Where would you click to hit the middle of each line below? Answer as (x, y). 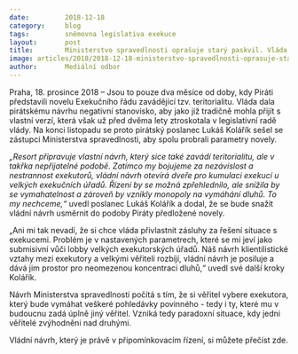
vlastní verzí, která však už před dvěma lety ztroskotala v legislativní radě (143, 120)
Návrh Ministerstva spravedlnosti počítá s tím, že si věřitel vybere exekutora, (149, 295)
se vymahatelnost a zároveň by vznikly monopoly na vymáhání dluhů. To (143, 194)
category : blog (45, 26)
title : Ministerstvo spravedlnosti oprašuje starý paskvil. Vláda (149, 51)
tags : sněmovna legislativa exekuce (93, 34)
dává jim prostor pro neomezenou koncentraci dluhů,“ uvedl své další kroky (147, 268)
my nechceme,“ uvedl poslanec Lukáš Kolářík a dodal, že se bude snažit (141, 203)
